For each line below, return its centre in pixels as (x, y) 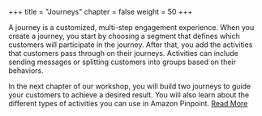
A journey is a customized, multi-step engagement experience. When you (131, 27)
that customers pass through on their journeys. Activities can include (124, 53)
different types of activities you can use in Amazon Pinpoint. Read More (128, 103)
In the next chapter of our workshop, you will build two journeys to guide (130, 86)
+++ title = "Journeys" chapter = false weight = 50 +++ (101, 12)
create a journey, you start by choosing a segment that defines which (125, 36)
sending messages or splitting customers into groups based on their (122, 62)
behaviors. (26, 71)
